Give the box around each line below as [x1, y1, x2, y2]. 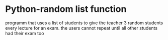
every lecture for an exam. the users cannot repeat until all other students [5, 25, 157, 31]
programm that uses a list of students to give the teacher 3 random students [5, 20, 163, 26]
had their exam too [5, 30, 44, 36]
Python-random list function [5, 3, 127, 15]
